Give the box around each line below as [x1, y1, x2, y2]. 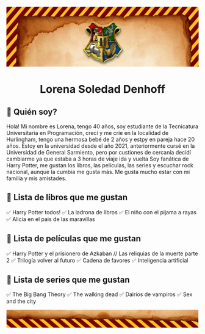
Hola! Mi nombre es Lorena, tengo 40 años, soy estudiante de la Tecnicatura [6, 123, 199, 130]
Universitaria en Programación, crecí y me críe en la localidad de [6, 129, 169, 136]
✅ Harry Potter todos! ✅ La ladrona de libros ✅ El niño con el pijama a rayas [6, 208, 197, 216]
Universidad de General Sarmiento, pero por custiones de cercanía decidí [6, 149, 191, 156]
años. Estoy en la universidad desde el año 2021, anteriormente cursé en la [6, 142, 195, 150]
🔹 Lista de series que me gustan [6, 275, 130, 285]
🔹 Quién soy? [6, 106, 58, 117]
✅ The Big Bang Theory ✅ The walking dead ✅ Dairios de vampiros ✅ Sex [6, 291, 193, 298]
